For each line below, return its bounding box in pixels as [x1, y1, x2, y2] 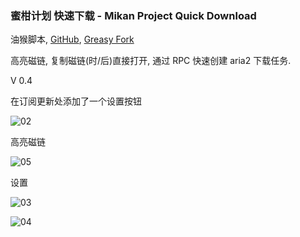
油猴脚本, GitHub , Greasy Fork [10, 33, 135, 46]
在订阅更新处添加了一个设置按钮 [10, 95, 142, 107]
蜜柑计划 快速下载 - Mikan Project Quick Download [10, 8, 257, 22]
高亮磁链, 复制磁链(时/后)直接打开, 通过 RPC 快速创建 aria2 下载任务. [10, 55, 292, 67]
